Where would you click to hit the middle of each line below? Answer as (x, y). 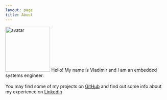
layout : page (19, 10)
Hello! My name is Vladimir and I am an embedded (104, 70)
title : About (19, 15)
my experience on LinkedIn (34, 92)
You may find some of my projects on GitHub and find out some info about (83, 86)
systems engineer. (25, 75)
